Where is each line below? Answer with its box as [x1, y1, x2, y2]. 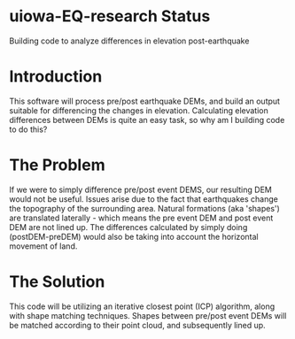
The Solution [9, 272, 105, 291]
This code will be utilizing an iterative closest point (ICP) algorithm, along [9, 301, 276, 312]
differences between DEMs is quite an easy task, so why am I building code [9, 114, 285, 125]
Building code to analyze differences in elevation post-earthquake [9, 35, 250, 46]
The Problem [9, 155, 105, 175]
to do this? [9, 124, 48, 135]
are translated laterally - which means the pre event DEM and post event [9, 212, 274, 223]
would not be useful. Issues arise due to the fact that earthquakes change [9, 193, 279, 204]
